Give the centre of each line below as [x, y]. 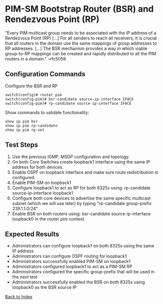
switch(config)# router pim [34, 95]
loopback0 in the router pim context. [49, 219]
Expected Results [32, 234]
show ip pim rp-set [25, 130]
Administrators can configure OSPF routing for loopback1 [69, 256]
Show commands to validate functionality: [47, 112]
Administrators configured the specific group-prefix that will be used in [83, 272]
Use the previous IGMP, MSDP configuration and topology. [71, 157]
